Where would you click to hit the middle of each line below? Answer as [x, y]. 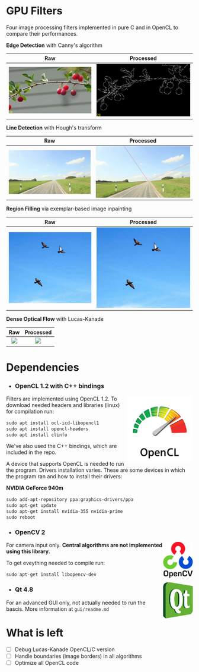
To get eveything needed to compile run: [56, 563]
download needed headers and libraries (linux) [63, 405]
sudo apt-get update [32, 506]
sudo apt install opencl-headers [47, 429]
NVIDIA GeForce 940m [35, 488]
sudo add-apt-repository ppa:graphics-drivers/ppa [70, 500]
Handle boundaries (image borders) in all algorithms [78, 656]
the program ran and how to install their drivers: [64, 477]
